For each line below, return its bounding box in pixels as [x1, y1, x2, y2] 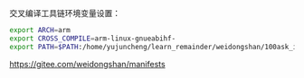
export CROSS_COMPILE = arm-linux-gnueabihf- [9, 34, 176, 43]
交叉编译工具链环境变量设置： [9, 8, 120, 18]
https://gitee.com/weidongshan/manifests [9, 58, 166, 69]
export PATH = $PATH [9, 42, 79, 51]
